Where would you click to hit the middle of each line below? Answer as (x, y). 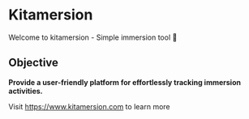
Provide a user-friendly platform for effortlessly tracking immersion (125, 82)
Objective (34, 63)
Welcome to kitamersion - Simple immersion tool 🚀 (93, 37)
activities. (26, 91)
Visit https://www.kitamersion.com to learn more (89, 106)
